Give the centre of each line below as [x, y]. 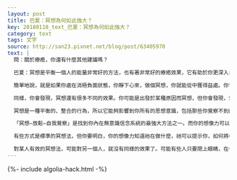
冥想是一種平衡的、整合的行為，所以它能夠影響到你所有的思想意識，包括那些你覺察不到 [121, 111]
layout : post [26, 14]
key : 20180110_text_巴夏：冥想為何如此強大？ [69, 27]
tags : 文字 [22, 40]
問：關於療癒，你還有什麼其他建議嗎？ [61, 60]
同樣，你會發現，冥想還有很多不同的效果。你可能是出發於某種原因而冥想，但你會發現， [121, 98]
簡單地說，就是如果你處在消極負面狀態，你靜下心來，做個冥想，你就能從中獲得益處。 [119, 85]
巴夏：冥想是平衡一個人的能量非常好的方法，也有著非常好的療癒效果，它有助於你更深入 [121, 72]
